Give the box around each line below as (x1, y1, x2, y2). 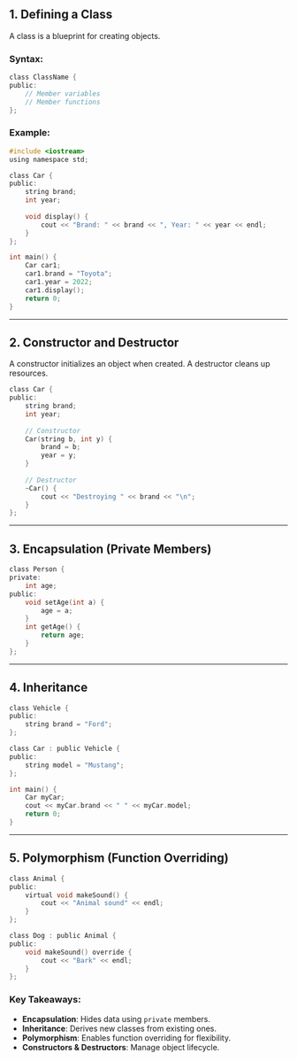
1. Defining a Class (9, 7, 113, 22)
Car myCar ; (25, 793, 65, 802)
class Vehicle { (9, 703, 69, 712)
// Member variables (25, 89, 101, 98)
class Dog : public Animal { (9, 932, 117, 941)
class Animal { (9, 874, 65, 883)
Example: (9, 127, 50, 139)
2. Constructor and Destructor (9, 335, 179, 350)
